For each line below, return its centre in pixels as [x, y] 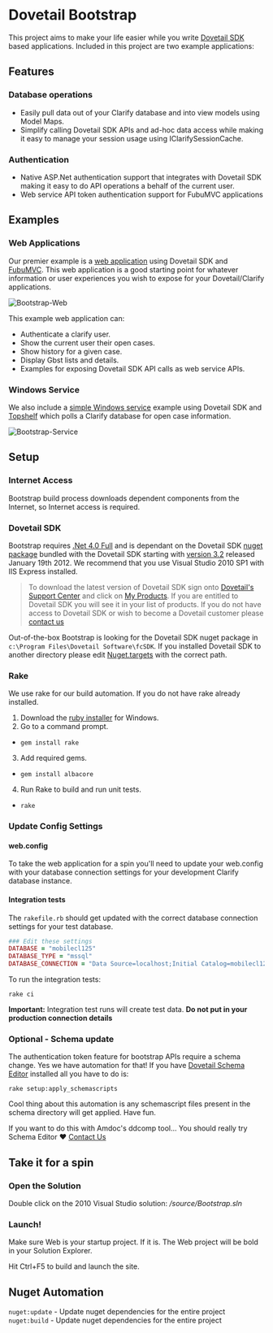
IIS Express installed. [43, 571]
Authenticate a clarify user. [65, 334]
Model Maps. [42, 121]
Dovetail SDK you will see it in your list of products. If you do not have [145, 604]
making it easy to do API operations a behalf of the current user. [127, 185]
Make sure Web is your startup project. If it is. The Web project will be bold [133, 1242]
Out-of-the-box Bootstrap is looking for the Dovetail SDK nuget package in [133, 637]
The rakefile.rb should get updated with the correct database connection [133, 918]
